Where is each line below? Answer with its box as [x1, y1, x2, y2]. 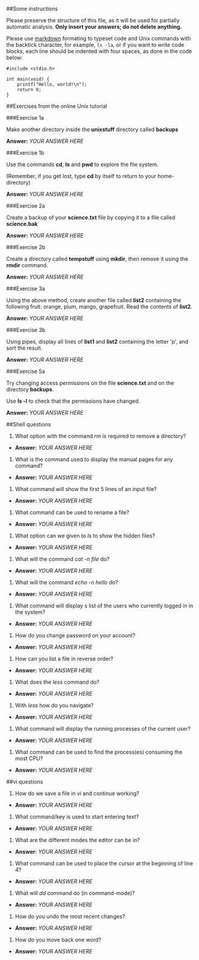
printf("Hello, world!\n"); [17, 81, 87, 87]
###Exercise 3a [6, 285, 45, 292]
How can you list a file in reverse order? [14, 655, 114, 662]
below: [6, 54, 23, 61]
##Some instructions [6, 5, 58, 12]
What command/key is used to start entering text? [14, 813, 139, 820]
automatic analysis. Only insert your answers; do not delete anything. [6, 23, 182, 30]
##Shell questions [6, 421, 51, 428]
